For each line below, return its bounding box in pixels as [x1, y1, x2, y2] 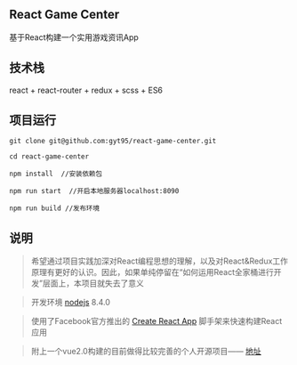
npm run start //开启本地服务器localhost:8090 [9, 187, 180, 196]
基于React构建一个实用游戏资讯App [9, 31, 140, 43]
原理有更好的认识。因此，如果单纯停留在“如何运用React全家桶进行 [30, 267, 274, 278]
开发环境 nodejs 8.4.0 [30, 297, 111, 308]
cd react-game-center [9, 152, 90, 161]
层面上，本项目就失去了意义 [42, 278, 144, 288]
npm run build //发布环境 [9, 204, 100, 213]
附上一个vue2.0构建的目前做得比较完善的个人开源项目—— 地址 [30, 346, 262, 357]
